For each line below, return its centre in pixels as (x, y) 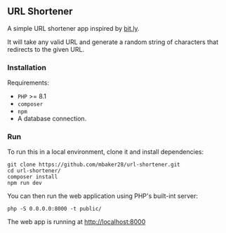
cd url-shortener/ (34, 171)
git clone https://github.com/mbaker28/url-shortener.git (94, 165)
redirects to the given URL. (46, 49)
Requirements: (28, 83)
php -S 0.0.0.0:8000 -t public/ (54, 209)
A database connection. (52, 119)
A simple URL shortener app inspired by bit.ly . (73, 28)
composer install (33, 177)
